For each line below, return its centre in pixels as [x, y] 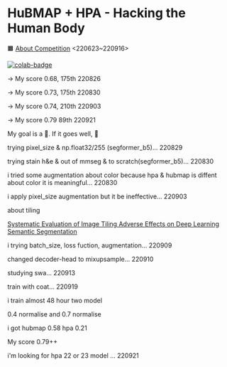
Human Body [46, 28]
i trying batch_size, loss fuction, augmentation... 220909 [90, 245]
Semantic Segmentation [43, 231]
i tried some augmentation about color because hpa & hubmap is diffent [112, 175]
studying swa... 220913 [41, 272]
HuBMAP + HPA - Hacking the [96, 13]
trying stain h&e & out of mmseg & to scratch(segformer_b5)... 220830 [111, 161]
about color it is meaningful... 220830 [62, 182]
